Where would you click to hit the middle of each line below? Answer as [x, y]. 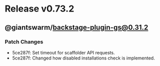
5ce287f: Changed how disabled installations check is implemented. [84, 58]
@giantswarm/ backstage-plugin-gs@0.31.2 [76, 27]
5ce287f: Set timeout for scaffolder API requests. [63, 52]
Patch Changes [24, 42]
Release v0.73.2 [40, 9]
